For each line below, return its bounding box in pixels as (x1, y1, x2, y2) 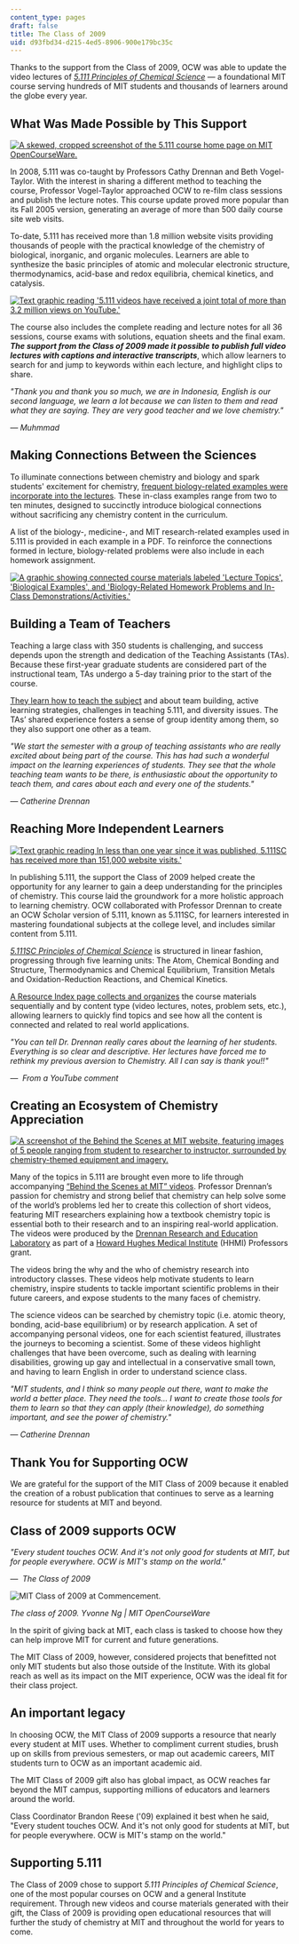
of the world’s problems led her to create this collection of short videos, (10, 1200, 271, 1210)
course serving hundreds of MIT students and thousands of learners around (10, 81, 288, 91)
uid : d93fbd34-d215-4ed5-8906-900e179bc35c (10, 37, 174, 47)
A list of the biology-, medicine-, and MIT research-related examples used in (10, 526, 289, 537)
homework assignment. (10, 554, 96, 565)
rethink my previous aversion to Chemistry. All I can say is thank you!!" (10, 1055, 269, 1066)
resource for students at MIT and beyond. (10, 1497, 162, 1508)
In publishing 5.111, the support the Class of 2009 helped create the (10, 871, 256, 882)
